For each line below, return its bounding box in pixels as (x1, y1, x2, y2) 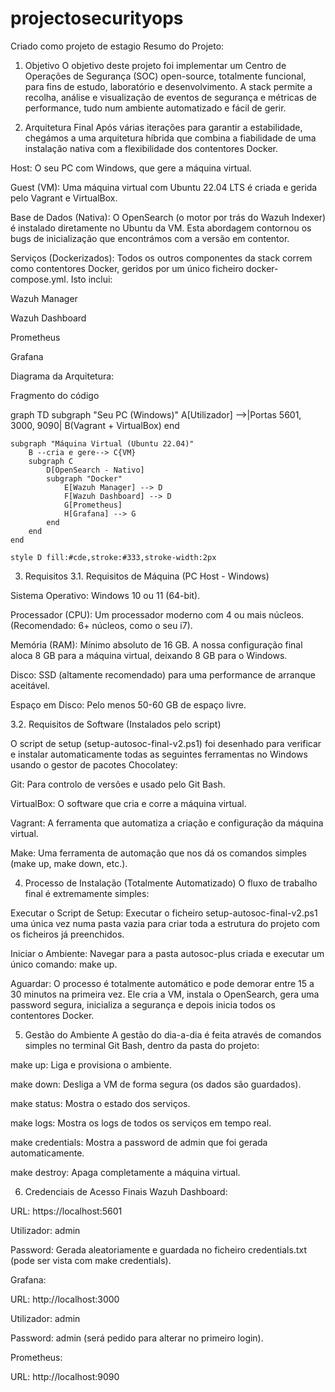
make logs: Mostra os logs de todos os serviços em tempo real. (10, 1117, 272, 1129)
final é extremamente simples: (24, 887, 150, 899)
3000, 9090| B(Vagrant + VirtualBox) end (10, 419, 180, 431)
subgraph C (28, 456, 74, 466)
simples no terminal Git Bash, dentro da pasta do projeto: (24, 1039, 260, 1051)
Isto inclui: (70, 273, 113, 285)
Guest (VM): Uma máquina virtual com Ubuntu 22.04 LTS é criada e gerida (10, 181, 318, 193)
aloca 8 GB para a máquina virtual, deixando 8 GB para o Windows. (10, 649, 288, 661)
